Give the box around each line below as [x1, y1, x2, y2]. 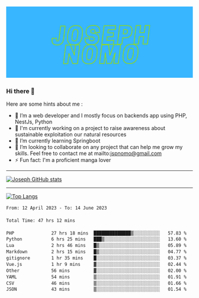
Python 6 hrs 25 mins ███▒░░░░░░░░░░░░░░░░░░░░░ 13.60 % [6, 236, 187, 242]
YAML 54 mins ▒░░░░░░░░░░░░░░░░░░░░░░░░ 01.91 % [6, 274, 187, 280]
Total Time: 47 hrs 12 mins [6, 217, 76, 223]
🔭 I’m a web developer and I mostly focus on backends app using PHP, [14, 112, 188, 119]
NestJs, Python [14, 118, 53, 125]
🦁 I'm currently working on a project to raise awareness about [14, 125, 166, 132]
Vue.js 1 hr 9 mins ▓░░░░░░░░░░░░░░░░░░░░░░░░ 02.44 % [6, 261, 187, 267]
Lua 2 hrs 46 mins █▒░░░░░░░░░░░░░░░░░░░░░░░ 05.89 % [6, 243, 187, 249]
